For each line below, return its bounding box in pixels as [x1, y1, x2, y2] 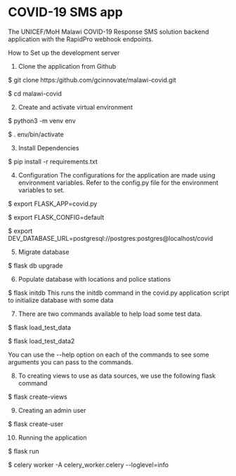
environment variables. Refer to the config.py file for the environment [18, 178, 218, 187]
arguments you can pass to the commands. [8, 357, 133, 366]
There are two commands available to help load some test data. [18, 310, 202, 318]
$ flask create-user [8, 419, 64, 428]
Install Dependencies [18, 143, 79, 152]
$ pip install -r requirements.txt [8, 157, 98, 166]
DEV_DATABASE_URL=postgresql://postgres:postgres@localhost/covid [8, 234, 214, 242]
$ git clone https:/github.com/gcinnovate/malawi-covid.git [8, 75, 176, 84]
